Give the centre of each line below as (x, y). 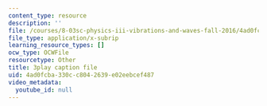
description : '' (35, 23)
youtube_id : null (44, 90)
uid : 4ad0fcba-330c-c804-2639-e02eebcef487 (81, 75)
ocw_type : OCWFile (39, 53)
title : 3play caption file (53, 68)
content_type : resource (48, 16)
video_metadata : (35, 82)
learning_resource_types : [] (56, 45)
